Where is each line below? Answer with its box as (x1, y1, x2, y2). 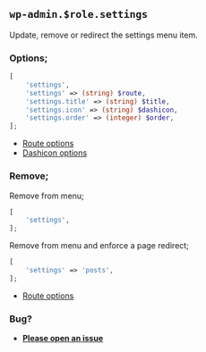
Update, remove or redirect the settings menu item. (9, 29, 199, 40)
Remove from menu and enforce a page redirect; (9, 240, 190, 251)
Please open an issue (21, 333, 104, 344)
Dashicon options (21, 147, 88, 158)
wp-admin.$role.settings (9, 8, 149, 21)
